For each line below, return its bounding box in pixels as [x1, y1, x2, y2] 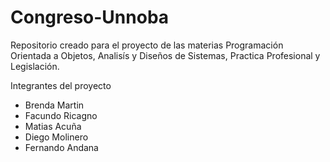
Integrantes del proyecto [10, 79, 112, 91]
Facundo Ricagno [24, 109, 98, 121]
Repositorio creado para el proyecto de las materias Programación [10, 39, 284, 51]
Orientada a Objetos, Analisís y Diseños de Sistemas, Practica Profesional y [10, 49, 321, 61]
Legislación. [10, 60, 60, 72]
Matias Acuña [24, 120, 82, 132]
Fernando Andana [24, 141, 99, 153]
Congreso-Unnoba [10, 6, 170, 29]
